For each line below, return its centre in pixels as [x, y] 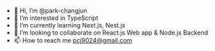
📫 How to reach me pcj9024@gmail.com [73, 40]
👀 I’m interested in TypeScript [56, 18]
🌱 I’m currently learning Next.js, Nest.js [69, 25]
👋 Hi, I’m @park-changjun [51, 11]
